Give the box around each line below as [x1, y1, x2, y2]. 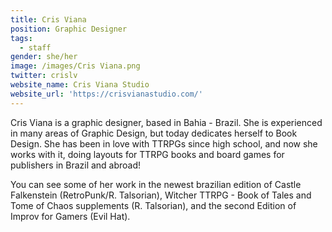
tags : [10, 33, 33, 43]
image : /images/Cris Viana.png [10, 61, 141, 71]
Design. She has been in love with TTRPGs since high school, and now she [10, 137, 318, 150]
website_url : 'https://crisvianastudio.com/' [10, 89, 203, 99]
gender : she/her [10, 52, 78, 62]
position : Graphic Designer [10, 24, 128, 34]
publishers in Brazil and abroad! [10, 159, 142, 171]
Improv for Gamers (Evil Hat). [10, 210, 131, 222]
